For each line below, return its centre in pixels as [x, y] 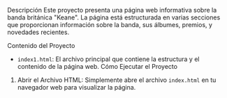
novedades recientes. [38, 32]
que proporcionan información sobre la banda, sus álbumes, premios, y [110, 25]
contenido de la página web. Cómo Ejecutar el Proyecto [97, 66]
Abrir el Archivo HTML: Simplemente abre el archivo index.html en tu [117, 80]
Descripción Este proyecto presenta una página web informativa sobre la [112, 10]
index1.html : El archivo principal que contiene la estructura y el [108, 59]
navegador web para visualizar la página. [76, 87]
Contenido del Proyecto [41, 46]
